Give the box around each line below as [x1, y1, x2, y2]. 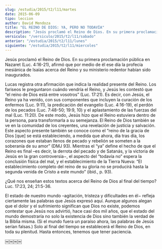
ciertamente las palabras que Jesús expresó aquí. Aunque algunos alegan [5, 198, 152, 203]
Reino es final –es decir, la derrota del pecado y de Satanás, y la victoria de [5, 148, 154, 154]
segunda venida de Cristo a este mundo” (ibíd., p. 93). [5, 169, 113, 174]
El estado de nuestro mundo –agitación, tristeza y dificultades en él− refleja [5, 192, 155, 199]
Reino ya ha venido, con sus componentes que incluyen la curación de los [5, 96, 152, 102]
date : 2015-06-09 [5, 12, 40, 16]
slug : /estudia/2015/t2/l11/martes [5, 7, 77, 12]
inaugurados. [5, 72, 31, 78]
